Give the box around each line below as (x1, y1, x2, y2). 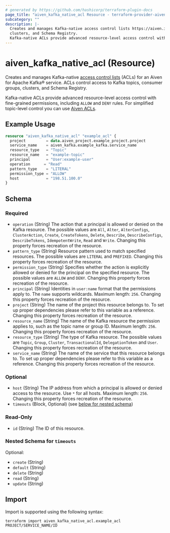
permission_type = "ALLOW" (10, 171, 67, 176)
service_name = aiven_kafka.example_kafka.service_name (10, 143, 137, 148)
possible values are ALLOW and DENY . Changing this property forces (12, 275, 150, 281)
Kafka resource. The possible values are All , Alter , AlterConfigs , (12, 226, 150, 233)
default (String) (12, 464, 46, 470)
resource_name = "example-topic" (10, 152, 85, 157)
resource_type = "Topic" (10, 148, 67, 153)
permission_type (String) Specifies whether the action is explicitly (12, 264, 149, 270)
